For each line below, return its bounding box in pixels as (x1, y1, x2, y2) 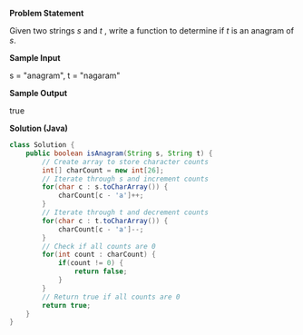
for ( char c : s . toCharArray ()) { (42, 182, 169, 192)
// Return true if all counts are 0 (42, 292, 181, 301)
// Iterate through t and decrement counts (42, 208, 209, 217)
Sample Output (9, 88, 68, 98)
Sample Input (9, 53, 61, 63)
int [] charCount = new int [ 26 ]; (42, 165, 165, 175)
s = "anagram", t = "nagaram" (9, 70, 121, 81)
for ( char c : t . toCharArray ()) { (42, 216, 169, 225)
